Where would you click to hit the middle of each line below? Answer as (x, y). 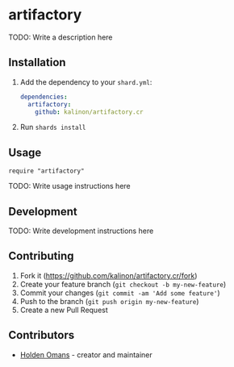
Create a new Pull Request (64, 310)
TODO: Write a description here (61, 37)
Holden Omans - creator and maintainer (86, 354)
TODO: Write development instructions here (81, 231)
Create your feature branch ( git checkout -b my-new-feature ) (123, 284)
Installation (37, 63)
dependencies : (44, 97)
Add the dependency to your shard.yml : (86, 81)
